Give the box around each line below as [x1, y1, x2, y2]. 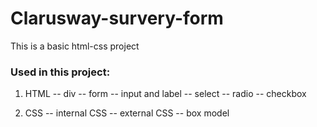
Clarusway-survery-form [10, 7, 224, 30]
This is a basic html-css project [10, 40, 140, 52]
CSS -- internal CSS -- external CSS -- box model [24, 107, 230, 119]
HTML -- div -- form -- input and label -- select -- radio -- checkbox [24, 88, 307, 100]
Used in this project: [10, 65, 111, 79]
